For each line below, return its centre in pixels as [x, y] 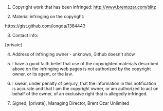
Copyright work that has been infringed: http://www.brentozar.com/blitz [84, 7]
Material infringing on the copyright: [48, 16]
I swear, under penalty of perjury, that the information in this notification [84, 83]
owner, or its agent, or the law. [42, 74]
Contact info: [25, 35]
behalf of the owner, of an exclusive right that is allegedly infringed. [80, 94]
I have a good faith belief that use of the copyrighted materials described [85, 64]
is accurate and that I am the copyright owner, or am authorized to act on [85, 89]
